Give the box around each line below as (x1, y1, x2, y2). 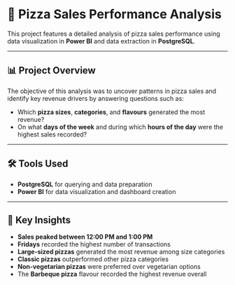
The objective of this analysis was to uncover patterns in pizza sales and (7, 87, 217, 95)
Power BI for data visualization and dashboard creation (17, 187, 176, 195)
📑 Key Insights (7, 214, 71, 226)
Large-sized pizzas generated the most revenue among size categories (17, 248, 225, 256)
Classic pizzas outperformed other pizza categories (17, 255, 169, 263)
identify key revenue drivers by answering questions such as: (7, 94, 184, 102)
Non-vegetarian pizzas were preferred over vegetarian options (17, 263, 201, 271)
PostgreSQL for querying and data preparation (17, 180, 152, 188)
